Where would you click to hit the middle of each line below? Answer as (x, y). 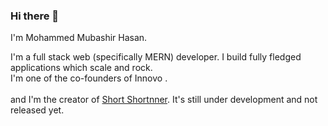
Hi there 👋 (35, 16)
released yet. (37, 110)
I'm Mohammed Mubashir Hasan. (79, 38)
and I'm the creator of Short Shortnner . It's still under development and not (164, 100)
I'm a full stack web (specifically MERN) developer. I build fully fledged (156, 57)
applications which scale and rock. (81, 68)
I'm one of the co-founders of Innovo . (89, 78)
